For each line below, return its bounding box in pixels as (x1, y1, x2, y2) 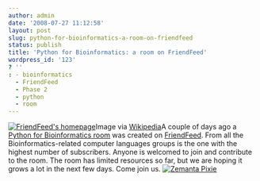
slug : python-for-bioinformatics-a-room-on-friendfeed (8, 33, 193, 42)
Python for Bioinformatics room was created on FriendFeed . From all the (8, 130, 244, 140)
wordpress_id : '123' (8, 56, 77, 64)
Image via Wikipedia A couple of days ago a (95, 122, 237, 132)
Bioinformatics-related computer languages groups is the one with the (8, 139, 238, 148)
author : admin (8, 11, 55, 20)
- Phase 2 (15, 85, 48, 94)
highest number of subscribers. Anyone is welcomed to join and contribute (8, 148, 252, 157)
